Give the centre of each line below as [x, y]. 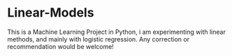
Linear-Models [51, 13]
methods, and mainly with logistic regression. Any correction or [99, 39]
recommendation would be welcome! [60, 46]
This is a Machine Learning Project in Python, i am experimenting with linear [116, 32]
